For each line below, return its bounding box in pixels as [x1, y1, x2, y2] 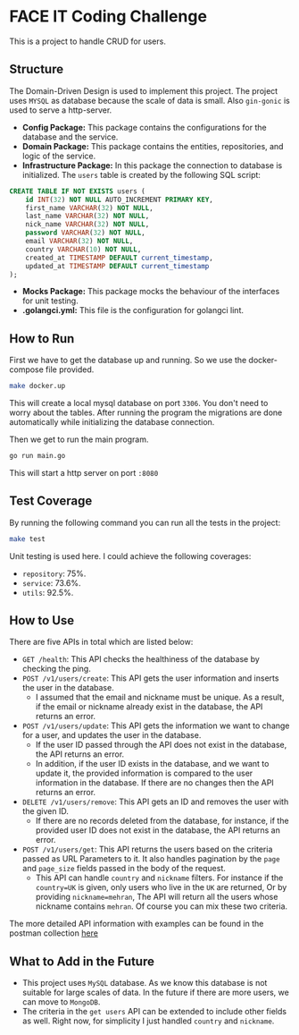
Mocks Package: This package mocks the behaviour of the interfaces [21, 286, 280, 297]
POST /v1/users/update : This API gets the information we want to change [21, 720, 290, 731]
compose [9, 364, 45, 375]
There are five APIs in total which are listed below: [9, 637, 194, 648]
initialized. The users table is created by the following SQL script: [21, 169, 262, 180]
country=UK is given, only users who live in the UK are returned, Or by [35, 882, 287, 893]
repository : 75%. [21, 568, 87, 579]
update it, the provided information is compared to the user [35, 768, 253, 779]
